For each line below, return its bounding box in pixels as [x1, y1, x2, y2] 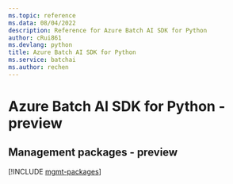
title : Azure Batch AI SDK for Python [8, 48, 136, 56]
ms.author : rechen [8, 63, 69, 71]
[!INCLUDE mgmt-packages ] [8, 167, 101, 176]
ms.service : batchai [8, 56, 77, 64]
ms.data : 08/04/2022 [8, 19, 77, 27]
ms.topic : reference [8, 11, 77, 20]
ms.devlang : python [8, 41, 73, 49]
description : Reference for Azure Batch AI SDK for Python [8, 26, 208, 34]
